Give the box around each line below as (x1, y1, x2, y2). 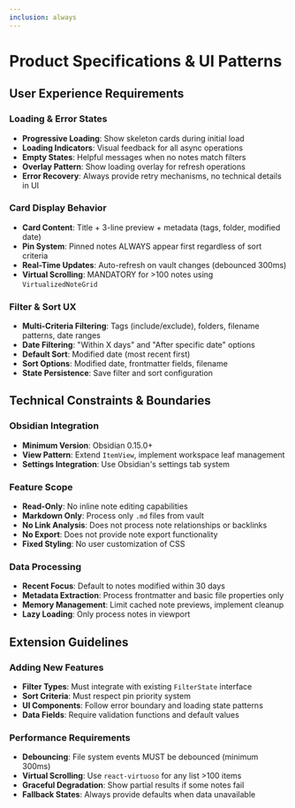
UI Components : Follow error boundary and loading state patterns (21, 700, 263, 711)
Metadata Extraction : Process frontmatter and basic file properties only (21, 590, 284, 601)
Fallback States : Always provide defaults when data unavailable (21, 789, 256, 800)
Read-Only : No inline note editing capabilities (21, 501, 188, 512)
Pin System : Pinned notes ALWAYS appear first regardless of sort (21, 241, 262, 251)
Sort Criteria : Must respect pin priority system (21, 691, 192, 702)
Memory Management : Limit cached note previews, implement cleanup (21, 599, 284, 611)
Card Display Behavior (9, 202, 108, 214)
